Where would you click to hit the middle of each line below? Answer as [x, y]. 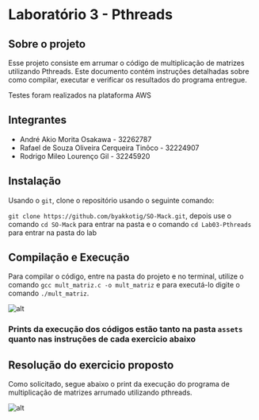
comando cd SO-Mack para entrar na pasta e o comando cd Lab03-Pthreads [130, 224]
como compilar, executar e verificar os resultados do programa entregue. [128, 80]
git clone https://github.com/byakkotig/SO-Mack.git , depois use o [120, 215]
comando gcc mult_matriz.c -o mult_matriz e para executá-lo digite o [124, 285]
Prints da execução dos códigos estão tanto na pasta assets [126, 329]
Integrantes [38, 120]
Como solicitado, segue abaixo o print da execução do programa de [119, 384]
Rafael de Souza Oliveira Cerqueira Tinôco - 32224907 [109, 148]
